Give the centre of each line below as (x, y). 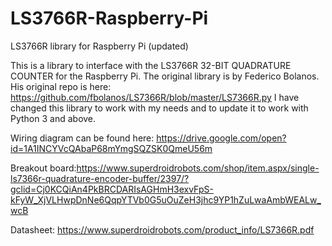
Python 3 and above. (53, 118)
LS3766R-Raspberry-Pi (109, 18)
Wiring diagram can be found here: (82, 138)
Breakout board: (43, 168)
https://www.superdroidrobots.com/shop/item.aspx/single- (198, 168)
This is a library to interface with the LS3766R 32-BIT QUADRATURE (151, 65)
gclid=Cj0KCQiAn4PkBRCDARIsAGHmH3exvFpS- (112, 189)
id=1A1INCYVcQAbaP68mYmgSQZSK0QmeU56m (111, 148)
